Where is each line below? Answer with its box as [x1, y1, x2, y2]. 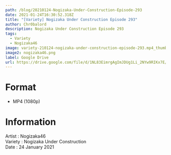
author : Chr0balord [5, 21, 47, 27]
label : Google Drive [5, 55, 49, 60]
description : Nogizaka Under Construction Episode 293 [5, 27, 124, 32]
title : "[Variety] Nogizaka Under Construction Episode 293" [5, 17, 138, 22]
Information [5, 116, 56, 128]
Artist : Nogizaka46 [5, 133, 46, 139]
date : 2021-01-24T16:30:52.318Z [5, 12, 74, 17]
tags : [5, 31, 17, 36]
